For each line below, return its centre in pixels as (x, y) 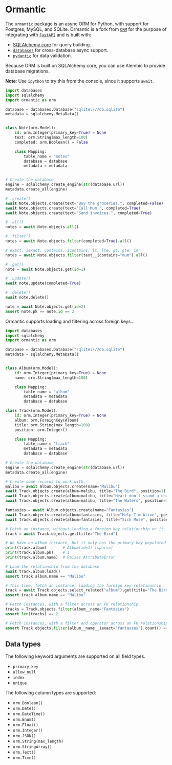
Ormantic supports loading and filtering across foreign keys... (70, 321)
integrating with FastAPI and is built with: (48, 34)
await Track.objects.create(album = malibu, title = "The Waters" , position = (86, 501)
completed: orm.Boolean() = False (51, 142)
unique (20, 683)
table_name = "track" (47, 444)
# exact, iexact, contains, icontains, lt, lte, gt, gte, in (72, 250)
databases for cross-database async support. (60, 50)
